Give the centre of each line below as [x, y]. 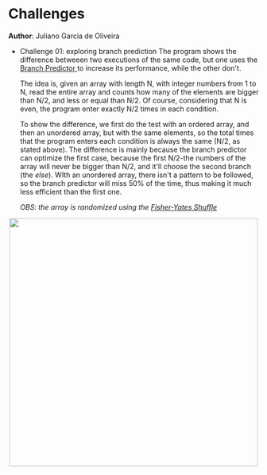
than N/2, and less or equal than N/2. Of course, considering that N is [133, 100]
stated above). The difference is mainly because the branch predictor [133, 149]
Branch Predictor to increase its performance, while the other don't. [130, 68]
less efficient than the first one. [71, 191]
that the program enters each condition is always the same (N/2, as [130, 141]
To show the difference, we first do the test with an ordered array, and [134, 124]
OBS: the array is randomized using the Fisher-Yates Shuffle [118, 207]
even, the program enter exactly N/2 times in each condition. [119, 109]
